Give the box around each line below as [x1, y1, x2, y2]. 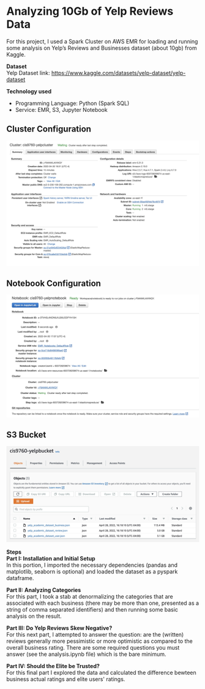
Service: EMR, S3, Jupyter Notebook [15, 106, 108, 113]
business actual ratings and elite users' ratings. [6, 675, 125, 683]
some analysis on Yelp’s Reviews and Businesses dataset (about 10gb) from [6, 44, 197, 52]
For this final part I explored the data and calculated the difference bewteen [6, 669, 197, 677]
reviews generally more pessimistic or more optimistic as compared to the [6, 637, 193, 645]
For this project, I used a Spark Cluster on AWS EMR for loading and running [6, 37, 198, 45]
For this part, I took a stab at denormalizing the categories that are [6, 593, 173, 600]
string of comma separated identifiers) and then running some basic [6, 606, 179, 613]
